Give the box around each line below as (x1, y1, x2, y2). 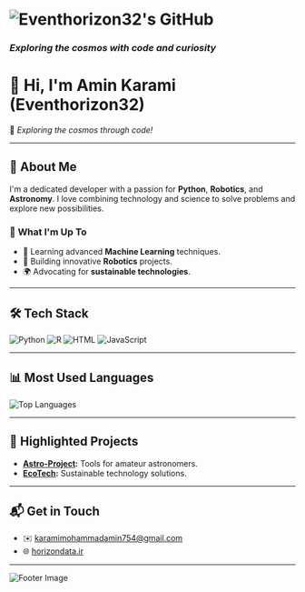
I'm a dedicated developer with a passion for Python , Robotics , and (9, 183, 263, 195)
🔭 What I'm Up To (9, 226, 87, 238)
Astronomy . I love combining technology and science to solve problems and (9, 193, 296, 204)
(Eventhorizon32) (9, 95, 145, 115)
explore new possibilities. (9, 203, 104, 214)
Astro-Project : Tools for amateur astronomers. (22, 457, 198, 468)
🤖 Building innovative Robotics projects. (22, 256, 172, 267)
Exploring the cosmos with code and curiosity (9, 42, 216, 55)
